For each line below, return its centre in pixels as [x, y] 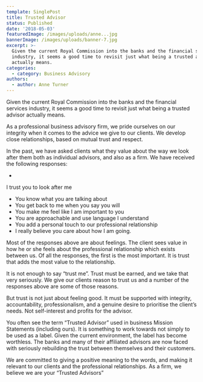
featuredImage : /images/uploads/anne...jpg [62, 34]
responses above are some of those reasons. [63, 286]
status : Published [29, 23]
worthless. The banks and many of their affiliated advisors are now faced [97, 342]
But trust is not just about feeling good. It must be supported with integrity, [99, 298]
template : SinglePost [34, 12]
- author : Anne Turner [40, 85]
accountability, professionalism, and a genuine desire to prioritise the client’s [101, 304]
